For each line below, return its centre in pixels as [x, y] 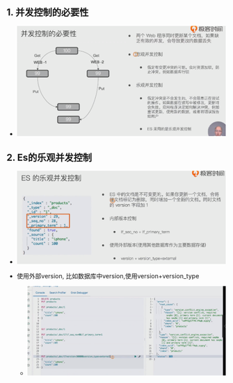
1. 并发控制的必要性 [48, 12]
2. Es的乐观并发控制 [49, 157]
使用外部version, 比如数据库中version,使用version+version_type [108, 275]
